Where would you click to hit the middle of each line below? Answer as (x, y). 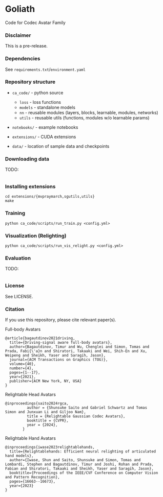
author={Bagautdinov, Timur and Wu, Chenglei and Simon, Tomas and (80, 347)
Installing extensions (31, 187)
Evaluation (18, 258)
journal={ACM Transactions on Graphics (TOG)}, (59, 359)
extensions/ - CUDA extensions (44, 137)
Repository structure (30, 82)
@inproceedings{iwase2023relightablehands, (50, 447)
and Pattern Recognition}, (32, 477)
